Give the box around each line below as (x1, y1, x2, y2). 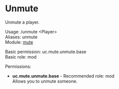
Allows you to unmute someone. (12, 78, 78, 84)
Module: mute (5, 39, 33, 45)
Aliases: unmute (5, 34, 38, 40)
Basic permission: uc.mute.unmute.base (5, 49, 87, 55)
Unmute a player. (5, 19, 40, 25)
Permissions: (5, 63, 31, 69)
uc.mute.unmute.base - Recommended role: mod (12, 73, 115, 79)
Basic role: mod (5, 54, 37, 59)
